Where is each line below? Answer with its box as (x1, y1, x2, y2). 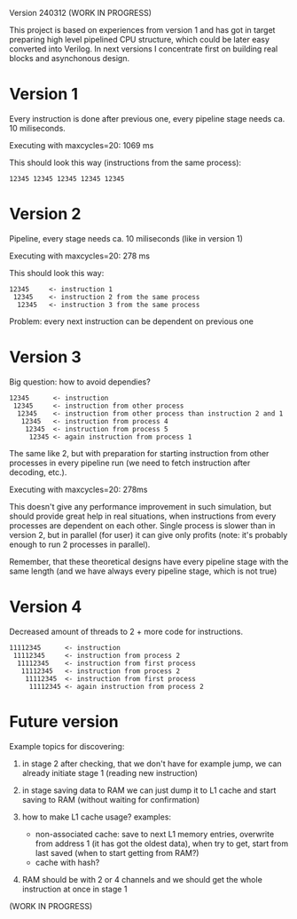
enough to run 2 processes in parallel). (9, 539, 151, 550)
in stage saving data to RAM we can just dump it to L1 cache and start (21, 785, 277, 796)
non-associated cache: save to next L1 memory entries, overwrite (35, 828, 275, 839)
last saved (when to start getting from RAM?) (35, 847, 199, 858)
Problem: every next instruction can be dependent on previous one (9, 315, 254, 327)
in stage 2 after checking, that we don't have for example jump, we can (21, 758, 282, 769)
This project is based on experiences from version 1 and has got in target (9, 25, 276, 35)
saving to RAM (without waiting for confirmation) (21, 794, 200, 804)
